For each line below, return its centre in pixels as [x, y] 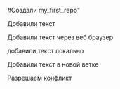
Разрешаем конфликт [40, 78]
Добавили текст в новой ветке [53, 64]
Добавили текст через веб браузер [60, 37]
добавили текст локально [46, 51]
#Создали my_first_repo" [44, 10]
